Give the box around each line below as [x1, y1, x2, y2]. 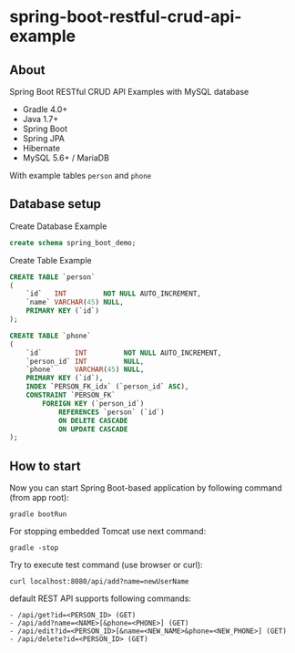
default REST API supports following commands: [9, 593, 191, 604]
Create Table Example [9, 254, 93, 265]
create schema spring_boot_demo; [9, 238, 137, 247]
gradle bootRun [9, 510, 67, 519]
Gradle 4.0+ [22, 104, 68, 115]
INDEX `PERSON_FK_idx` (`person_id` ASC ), [25, 382, 189, 391]
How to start [9, 458, 81, 473]
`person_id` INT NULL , [25, 357, 145, 366]
